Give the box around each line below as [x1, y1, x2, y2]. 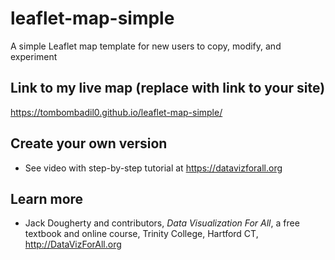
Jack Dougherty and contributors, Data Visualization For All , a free [24, 217, 300, 229]
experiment [10, 50, 58, 62]
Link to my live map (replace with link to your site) [10, 80, 326, 97]
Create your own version [10, 135, 168, 152]
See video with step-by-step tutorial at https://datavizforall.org [24, 162, 283, 174]
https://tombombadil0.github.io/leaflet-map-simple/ [10, 106, 223, 118]
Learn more [10, 190, 84, 207]
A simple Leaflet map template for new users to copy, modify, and [10, 40, 282, 52]
